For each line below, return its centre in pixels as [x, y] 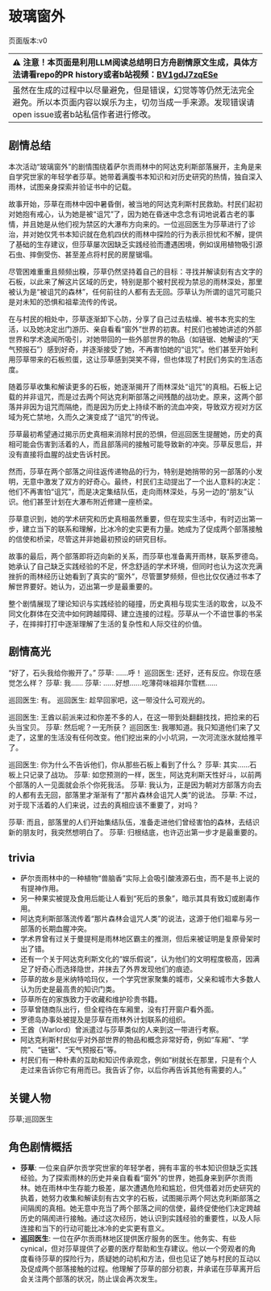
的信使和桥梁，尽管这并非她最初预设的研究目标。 [90, 539]
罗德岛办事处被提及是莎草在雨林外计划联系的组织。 [105, 1020]
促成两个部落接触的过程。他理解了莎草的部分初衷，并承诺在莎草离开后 [144, 1269]
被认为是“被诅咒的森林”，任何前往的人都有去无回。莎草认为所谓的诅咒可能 [132, 291]
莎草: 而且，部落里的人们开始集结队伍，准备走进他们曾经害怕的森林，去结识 [134, 822]
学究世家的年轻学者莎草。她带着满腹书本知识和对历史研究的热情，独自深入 [139, 176]
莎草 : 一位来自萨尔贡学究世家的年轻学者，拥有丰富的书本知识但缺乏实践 [139, 1168]
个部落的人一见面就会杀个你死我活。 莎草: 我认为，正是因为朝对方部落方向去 [135, 785]
